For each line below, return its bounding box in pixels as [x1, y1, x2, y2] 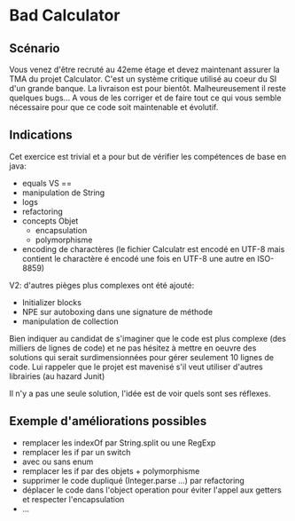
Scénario [9, 41, 60, 56]
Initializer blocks [21, 296, 82, 307]
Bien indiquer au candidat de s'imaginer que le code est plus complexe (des [9, 333, 286, 343]
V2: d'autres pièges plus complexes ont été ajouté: [9, 280, 195, 290]
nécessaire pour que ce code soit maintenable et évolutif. [9, 102, 219, 112]
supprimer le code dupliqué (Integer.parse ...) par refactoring [21, 475, 245, 485]
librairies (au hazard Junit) [9, 370, 105, 382]
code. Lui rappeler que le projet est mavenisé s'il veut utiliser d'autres [9, 361, 263, 372]
